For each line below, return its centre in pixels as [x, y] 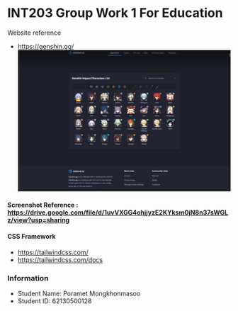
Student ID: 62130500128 [55, 301]
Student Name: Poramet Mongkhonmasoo [79, 293]
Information [28, 278]
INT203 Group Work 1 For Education [115, 13]
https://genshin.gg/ [46, 46]
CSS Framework [32, 236]
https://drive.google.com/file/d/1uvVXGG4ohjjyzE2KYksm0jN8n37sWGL [118, 213]
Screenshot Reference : [43, 205]
